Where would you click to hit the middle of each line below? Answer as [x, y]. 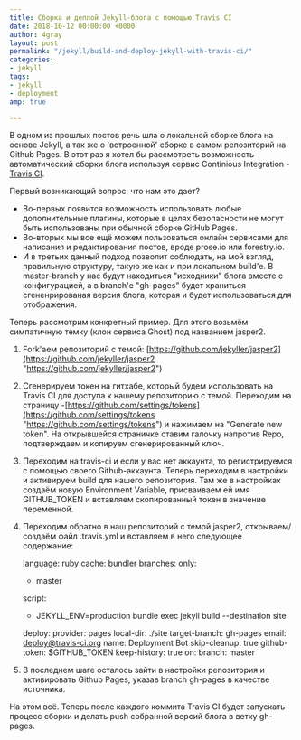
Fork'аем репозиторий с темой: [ [86, 350]
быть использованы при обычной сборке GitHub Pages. [130, 228]
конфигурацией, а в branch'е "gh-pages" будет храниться [134, 286]
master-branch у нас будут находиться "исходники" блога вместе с [152, 276]
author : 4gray [36, 34]
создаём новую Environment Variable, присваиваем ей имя [136, 490]
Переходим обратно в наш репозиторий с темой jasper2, [133, 527]
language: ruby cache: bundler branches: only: [109, 563]
